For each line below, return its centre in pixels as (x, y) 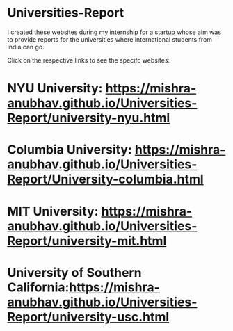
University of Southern (74, 272)
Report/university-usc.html (88, 317)
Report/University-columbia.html (105, 179)
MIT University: (53, 211)
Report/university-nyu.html (89, 118)
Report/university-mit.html (87, 241)
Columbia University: (70, 150)
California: (38, 287)
